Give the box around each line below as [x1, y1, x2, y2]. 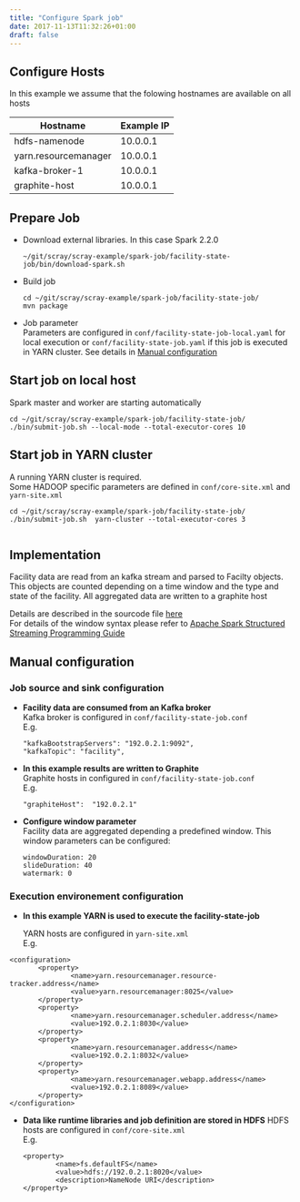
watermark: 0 [22, 869, 73, 879]
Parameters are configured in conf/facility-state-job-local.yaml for [22, 327, 286, 338]
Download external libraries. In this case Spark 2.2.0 [22, 234, 219, 245]
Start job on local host [9, 372, 136, 388]
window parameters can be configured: [22, 835, 171, 847]
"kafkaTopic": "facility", [22, 748, 125, 757]
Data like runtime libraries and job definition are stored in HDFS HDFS [22, 1115, 289, 1126]
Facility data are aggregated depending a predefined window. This [22, 826, 272, 837]
